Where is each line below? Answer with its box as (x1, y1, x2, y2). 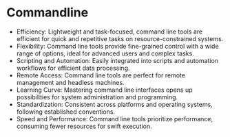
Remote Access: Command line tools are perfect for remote (16, 71, 185, 79)
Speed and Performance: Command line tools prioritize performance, (16, 114, 213, 123)
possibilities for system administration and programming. (16, 92, 178, 101)
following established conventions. (16, 108, 115, 116)
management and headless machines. (16, 78, 125, 86)
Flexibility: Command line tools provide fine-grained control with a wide (16, 42, 219, 50)
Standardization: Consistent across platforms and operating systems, (16, 100, 213, 108)
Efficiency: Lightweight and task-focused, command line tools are (16, 27, 203, 36)
